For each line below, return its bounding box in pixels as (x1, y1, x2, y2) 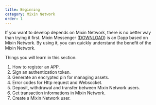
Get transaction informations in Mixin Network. (12, 90, 106, 96)
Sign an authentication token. (12, 69, 71, 75)
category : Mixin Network (5, 12, 55, 17)
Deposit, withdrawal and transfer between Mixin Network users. (12, 85, 140, 91)
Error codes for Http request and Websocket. (12, 80, 103, 85)
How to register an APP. (12, 64, 60, 70)
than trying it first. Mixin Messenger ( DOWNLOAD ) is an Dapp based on (5, 35, 148, 41)
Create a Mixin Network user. (12, 95, 71, 101)
